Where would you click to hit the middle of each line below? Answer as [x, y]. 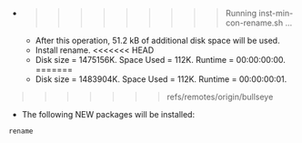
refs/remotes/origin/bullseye [220, 97]
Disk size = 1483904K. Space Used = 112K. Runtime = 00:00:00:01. [161, 79]
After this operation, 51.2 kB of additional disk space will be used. [157, 41]
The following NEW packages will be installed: [108, 114]
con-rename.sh [254, 23]
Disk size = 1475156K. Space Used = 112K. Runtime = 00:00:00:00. [160, 60]
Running [241, 13]
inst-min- [276, 13]
